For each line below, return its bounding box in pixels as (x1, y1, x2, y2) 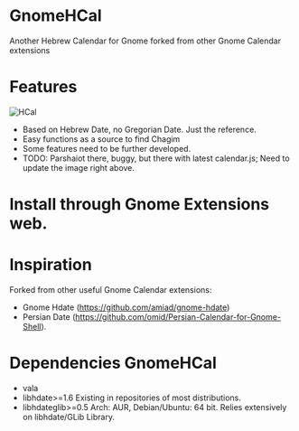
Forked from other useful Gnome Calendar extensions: (9, 285, 212, 295)
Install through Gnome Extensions (9, 194, 270, 215)
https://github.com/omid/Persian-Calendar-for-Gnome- (75, 312, 282, 322)
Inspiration (9, 255, 92, 276)
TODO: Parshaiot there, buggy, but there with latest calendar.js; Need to (22, 153, 291, 164)
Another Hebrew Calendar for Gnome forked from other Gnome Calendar (9, 35, 282, 46)
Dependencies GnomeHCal (9, 353, 217, 373)
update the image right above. (22, 162, 135, 173)
